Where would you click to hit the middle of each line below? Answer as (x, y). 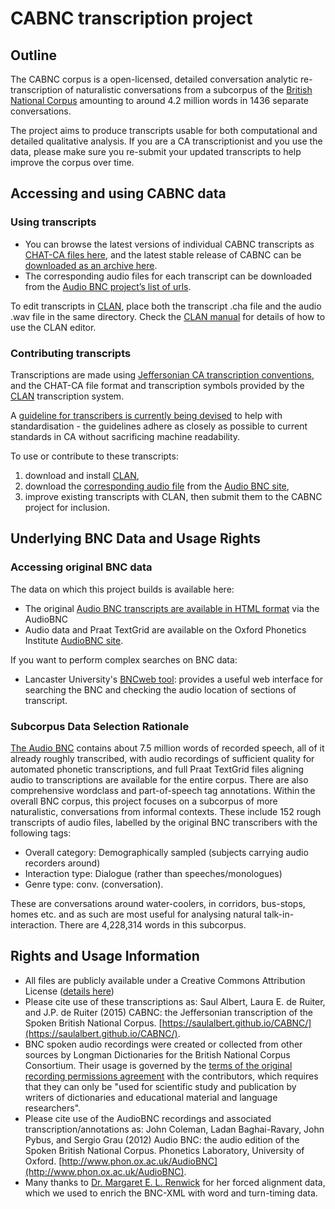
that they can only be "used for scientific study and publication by (160, 1086)
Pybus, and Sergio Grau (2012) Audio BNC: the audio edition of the (162, 1139)
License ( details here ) (69, 991)
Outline (33, 55)
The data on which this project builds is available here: (122, 589)
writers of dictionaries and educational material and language (151, 1097)
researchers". (53, 1108)
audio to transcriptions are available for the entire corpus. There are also (159, 779)
